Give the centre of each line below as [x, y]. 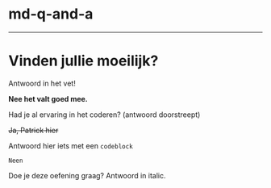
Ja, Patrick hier [33, 130]
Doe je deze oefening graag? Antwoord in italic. [88, 175]
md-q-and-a [51, 14]
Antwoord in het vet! [42, 83]
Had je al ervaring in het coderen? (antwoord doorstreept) [104, 115]
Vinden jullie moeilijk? [83, 61]
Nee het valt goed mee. [48, 98]
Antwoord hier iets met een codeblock [71, 145]
